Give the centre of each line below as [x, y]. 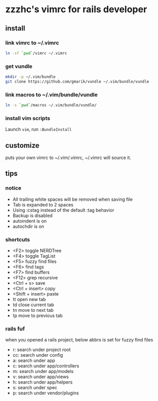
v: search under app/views [41, 377]
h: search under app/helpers [43, 382]
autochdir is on [28, 226]
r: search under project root [42, 350]
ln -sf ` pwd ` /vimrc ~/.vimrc [36, 53]
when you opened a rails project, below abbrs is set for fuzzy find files [79, 340]
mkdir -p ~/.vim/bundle [31, 77]
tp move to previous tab [37, 316]
